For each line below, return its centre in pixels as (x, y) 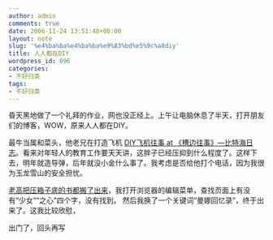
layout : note (30, 39)
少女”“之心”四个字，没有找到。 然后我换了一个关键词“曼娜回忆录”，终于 (138, 200)
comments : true (34, 24)
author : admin (32, 16)
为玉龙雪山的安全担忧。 (48, 173)
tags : (17, 84)
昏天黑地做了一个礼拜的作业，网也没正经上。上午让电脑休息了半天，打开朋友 (136, 115)
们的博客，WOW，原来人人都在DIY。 (70, 126)
